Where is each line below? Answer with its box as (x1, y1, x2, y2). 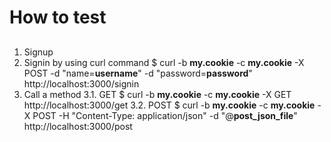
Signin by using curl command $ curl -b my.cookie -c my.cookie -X (23, 56, 305, 68)
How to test (9, 6, 107, 29)
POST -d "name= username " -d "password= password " (23, 67, 253, 79)
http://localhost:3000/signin (23, 77, 140, 90)
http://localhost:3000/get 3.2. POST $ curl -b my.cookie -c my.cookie (23, 99, 316, 111)
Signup (23, 46, 54, 58)
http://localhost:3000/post (23, 120, 133, 132)
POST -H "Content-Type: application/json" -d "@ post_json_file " (32, 109, 298, 121)
